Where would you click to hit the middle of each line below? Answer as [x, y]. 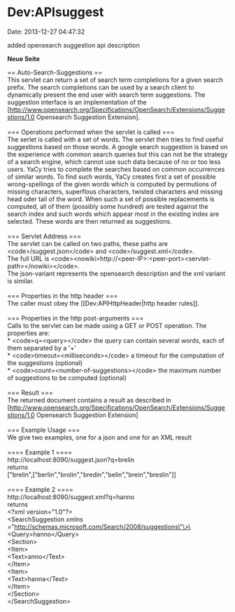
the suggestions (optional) [45, 362]
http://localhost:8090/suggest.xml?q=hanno [71, 497]
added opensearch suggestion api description [73, 45]
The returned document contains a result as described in [89, 400]
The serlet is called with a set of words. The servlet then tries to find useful [115, 139]
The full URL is [28, 258]
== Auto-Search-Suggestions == [55, 72]
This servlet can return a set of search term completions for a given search [115, 80]
